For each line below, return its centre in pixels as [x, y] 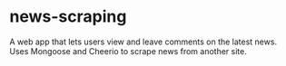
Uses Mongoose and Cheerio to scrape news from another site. [128, 51]
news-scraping [68, 17]
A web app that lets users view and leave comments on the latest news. [143, 42]
